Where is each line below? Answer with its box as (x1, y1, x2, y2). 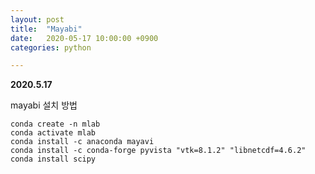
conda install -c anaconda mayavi (10, 137, 155, 147)
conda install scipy (10, 154, 97, 165)
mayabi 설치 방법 (10, 99, 78, 111)
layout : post (10, 14, 65, 25)
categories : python (10, 42, 92, 53)
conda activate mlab (10, 128, 97, 138)
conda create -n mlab (10, 119, 101, 130)
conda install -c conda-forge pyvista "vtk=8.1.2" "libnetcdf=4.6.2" (10, 146, 307, 156)
